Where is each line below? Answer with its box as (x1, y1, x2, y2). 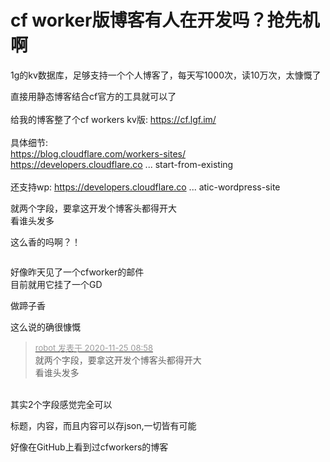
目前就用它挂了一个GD (10, 278, 103, 290)
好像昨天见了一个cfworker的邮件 (10, 266, 145, 278)
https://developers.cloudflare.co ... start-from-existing (10, 158, 234, 170)
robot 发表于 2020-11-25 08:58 (34, 342, 153, 353)
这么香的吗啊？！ (10, 236, 81, 248)
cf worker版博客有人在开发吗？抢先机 (10, 9, 320, 32)
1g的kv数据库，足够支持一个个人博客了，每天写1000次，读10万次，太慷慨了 (10, 69, 322, 81)
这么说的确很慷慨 (10, 321, 81, 333)
